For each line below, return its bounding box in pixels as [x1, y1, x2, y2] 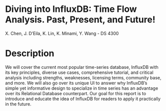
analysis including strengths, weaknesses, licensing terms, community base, [5, 74, 162, 80]
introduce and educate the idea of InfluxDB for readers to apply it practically [5, 96, 161, 102]
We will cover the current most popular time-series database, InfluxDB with [5, 64, 159, 70]
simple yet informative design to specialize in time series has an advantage [5, 85, 159, 91]
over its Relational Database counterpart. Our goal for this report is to [5, 90, 146, 96]
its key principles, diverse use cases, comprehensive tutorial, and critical [5, 69, 154, 75]
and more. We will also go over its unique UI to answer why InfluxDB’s [5, 80, 148, 86]
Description [5, 48, 55, 59]
